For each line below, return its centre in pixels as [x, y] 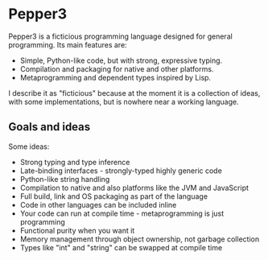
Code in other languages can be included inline [98, 204]
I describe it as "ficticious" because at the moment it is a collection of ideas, [134, 93]
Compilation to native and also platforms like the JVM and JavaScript [134, 188]
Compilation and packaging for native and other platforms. [117, 68]
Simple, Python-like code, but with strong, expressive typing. [121, 60]
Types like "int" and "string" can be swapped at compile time [121, 247]
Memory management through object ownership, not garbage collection [140, 239]
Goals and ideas [49, 127]
